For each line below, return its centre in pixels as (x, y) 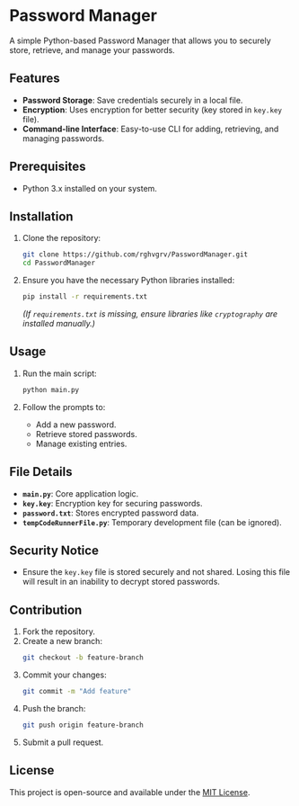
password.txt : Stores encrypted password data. (110, 513)
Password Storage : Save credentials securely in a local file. (132, 100)
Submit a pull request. (63, 742)
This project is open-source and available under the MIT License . (130, 792)
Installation (41, 216)
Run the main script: (59, 373)
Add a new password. (76, 425)
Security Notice (54, 550)
